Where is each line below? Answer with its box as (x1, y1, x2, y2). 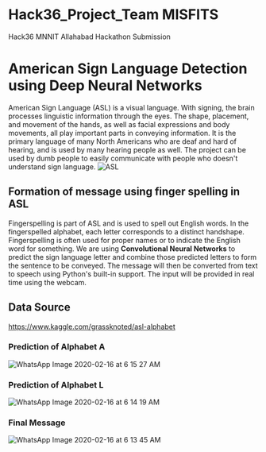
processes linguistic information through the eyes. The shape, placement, (8, 111, 249, 121)
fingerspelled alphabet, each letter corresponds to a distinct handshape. (8, 226, 245, 236)
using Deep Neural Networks (8, 77, 202, 95)
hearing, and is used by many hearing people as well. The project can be (8, 145, 246, 154)
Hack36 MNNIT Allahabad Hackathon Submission (8, 32, 171, 41)
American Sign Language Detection (8, 60, 248, 78)
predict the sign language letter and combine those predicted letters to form (8, 252, 256, 261)
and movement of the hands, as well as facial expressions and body (8, 119, 230, 129)
